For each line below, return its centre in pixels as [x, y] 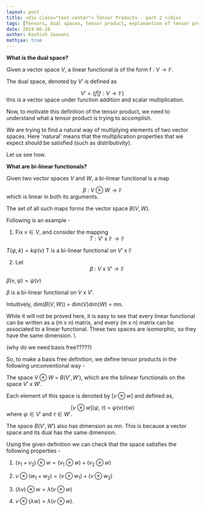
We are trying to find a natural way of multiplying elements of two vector [97, 130]
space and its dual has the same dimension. [62, 432]
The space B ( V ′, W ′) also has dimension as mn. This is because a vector [96, 426]
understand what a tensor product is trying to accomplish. [79, 118]
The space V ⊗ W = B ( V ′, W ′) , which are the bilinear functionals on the [96, 377]
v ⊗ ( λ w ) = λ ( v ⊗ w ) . [45, 501]
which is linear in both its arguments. [52, 197]
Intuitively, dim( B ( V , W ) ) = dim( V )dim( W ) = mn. [65, 304]
